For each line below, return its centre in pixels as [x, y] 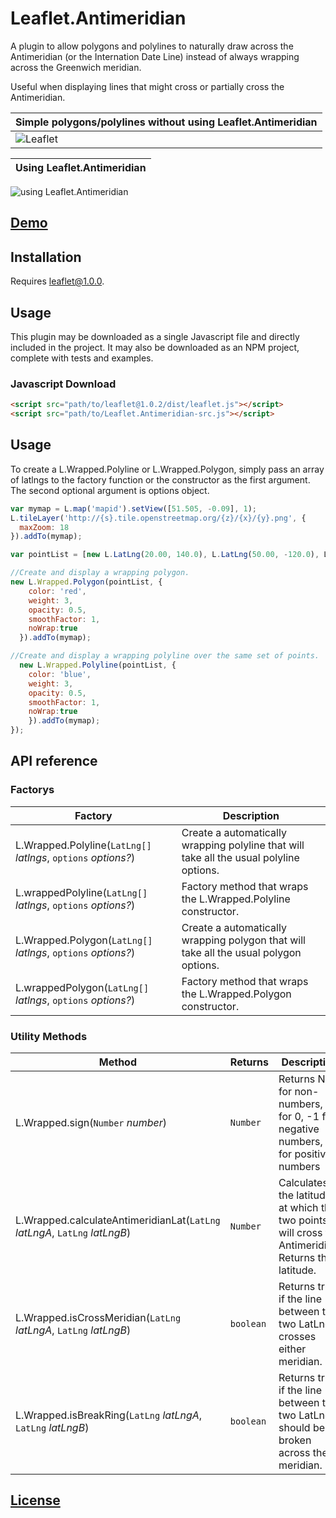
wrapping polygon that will [243, 940]
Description [251, 815]
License [35, 1500]
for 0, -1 [299, 1117]
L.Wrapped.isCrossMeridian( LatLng [98, 1318]
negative [299, 1129]
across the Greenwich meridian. [76, 67]
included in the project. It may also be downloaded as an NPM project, [155, 347]
